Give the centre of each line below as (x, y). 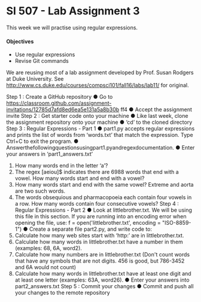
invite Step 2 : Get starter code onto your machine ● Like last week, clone (97, 116)
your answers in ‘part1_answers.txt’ (50, 154)
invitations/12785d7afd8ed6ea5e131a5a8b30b (63, 109)
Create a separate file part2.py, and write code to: (91, 229)
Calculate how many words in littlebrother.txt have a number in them (99, 242)
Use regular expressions (45, 54)
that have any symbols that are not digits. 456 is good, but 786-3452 (100, 261)
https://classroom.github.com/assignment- (59, 103)
